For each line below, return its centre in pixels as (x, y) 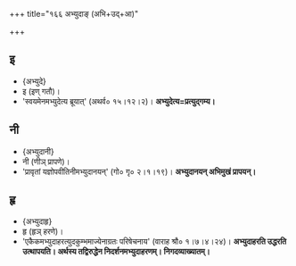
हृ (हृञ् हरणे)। (43, 231)
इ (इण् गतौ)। (41, 91)
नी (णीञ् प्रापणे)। (46, 162)
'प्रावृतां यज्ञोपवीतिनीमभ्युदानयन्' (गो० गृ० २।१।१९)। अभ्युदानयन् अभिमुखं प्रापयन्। (139, 171)
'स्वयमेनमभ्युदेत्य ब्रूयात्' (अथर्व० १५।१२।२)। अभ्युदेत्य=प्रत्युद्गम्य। (119, 101)
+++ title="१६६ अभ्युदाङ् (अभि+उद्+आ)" (74, 14)
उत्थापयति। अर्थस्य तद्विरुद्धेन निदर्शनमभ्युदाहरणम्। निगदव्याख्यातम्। (116, 252)
